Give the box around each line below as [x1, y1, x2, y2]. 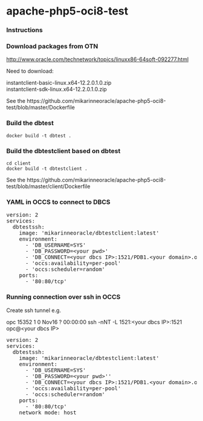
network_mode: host [19, 409, 77, 416]
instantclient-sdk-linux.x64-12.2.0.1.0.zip [6, 86, 107, 93]
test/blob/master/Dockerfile [6, 104, 76, 111]
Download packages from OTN [6, 42, 98, 51]
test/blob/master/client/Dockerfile [6, 183, 91, 190]
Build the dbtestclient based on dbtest [6, 146, 121, 155]
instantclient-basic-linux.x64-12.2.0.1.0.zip [6, 79, 112, 86]
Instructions [6, 26, 43, 34]
